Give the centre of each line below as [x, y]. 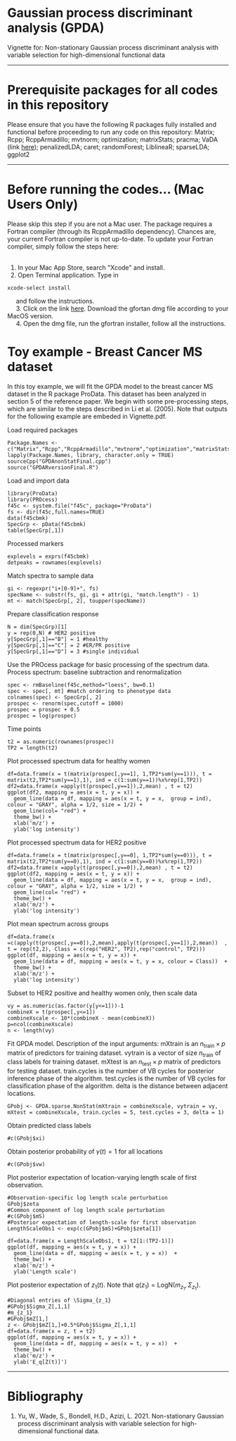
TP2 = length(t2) [33, 748]
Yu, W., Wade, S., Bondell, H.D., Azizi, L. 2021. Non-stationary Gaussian [120, 1416]
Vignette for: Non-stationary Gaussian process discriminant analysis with [113, 47]
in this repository [58, 105]
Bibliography [45, 1397]
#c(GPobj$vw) [26, 1165]
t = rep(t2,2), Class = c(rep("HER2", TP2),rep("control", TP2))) [106, 949]
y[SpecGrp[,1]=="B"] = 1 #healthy [58, 639]
